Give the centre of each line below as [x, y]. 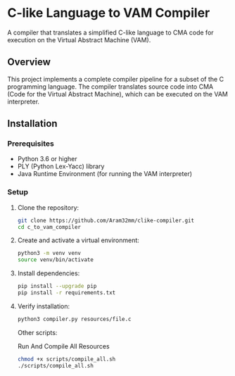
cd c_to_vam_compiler [49, 227]
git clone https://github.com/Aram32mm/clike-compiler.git [106, 220]
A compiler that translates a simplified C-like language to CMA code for [110, 32]
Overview [29, 62]
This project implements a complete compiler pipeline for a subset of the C [115, 79]
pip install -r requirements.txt [66, 293]
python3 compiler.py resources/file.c [74, 319]
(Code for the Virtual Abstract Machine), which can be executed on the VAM [118, 94]
